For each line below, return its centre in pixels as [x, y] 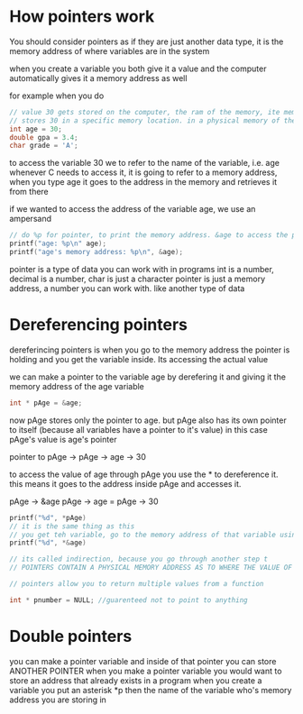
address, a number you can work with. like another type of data [127, 288]
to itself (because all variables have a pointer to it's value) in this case [138, 429]
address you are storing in [58, 700]
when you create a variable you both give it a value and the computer [138, 69]
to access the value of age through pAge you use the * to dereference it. [144, 474]
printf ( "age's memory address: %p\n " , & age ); [96, 252]
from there [29, 192]
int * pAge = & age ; [46, 403]
